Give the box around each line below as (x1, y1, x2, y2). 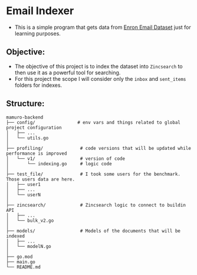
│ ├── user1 (6, 181, 41, 187)
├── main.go (6, 258, 35, 265)
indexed (6, 233, 25, 239)
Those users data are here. (6, 176, 75, 182)
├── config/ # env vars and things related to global (6, 119, 181, 125)
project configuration (6, 125, 62, 130)
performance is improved (6, 150, 67, 156)
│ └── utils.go (6, 135, 49, 141)
